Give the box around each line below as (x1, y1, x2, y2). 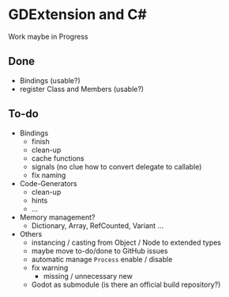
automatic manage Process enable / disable (31, 254, 173, 264)
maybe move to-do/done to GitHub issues (31, 246, 168, 255)
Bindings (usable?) (19, 75, 81, 85)
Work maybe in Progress (8, 32, 88, 41)
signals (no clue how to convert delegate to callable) (31, 162, 202, 171)
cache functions (31, 153, 84, 163)
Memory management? (19, 212, 96, 222)
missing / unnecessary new (43, 271, 133, 280)
